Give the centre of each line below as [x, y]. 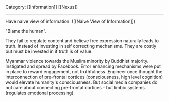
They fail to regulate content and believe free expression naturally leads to [82, 41]
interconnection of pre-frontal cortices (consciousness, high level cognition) [84, 77]
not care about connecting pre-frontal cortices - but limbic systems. [76, 88]
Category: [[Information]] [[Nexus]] [41, 7]
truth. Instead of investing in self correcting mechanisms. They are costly [81, 46]
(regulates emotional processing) [39, 93]
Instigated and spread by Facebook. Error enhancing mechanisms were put [83, 66]
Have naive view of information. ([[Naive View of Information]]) [70, 21]
